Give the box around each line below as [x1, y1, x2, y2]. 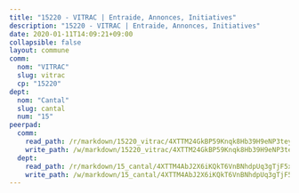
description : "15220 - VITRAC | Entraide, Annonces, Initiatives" [9, 21, 261, 30]
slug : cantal [17, 104, 66, 113]
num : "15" [17, 112, 53, 121]
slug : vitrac [17, 71, 66, 80]
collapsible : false [9, 37, 82, 47]
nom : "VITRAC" [17, 63, 69, 72]
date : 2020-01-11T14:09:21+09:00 [9, 29, 133, 38]
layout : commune [9, 46, 69, 55]
